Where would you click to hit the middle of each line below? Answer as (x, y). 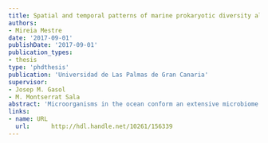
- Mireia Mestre (35, 30)
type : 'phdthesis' (39, 68)
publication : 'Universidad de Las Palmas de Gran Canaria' (108, 75)
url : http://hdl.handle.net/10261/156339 (94, 126)
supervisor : (28, 82)
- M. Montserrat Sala (44, 97)
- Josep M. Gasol (37, 89)
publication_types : (41, 52)
